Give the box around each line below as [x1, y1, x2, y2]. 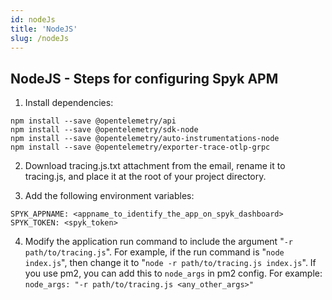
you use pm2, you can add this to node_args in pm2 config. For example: [24, 267, 323, 280]
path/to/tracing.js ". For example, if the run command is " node [24, 246, 285, 258]
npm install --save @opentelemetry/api [10, 116, 177, 126]
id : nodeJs [10, 14, 56, 25]
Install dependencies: [24, 97, 114, 109]
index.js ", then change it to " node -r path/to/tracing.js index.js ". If [24, 257, 317, 269]
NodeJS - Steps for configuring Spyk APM [10, 70, 279, 87]
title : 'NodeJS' [10, 24, 78, 34]
